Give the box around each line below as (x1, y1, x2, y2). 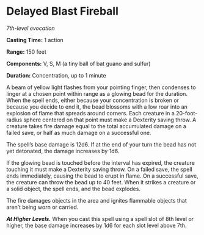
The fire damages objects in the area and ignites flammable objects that (6, 197, 188, 204)
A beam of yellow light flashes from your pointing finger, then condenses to (6, 84, 197, 91)
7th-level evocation (6, 24, 55, 32)
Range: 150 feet (6, 48, 47, 56)
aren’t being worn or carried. (6, 203, 79, 211)
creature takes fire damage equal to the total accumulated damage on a (6, 122, 186, 129)
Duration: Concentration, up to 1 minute (6, 71, 106, 79)
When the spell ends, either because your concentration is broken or (6, 96, 179, 104)
